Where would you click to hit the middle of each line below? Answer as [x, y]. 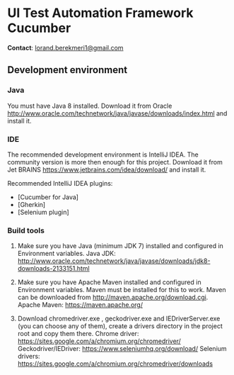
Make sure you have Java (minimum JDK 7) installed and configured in [121, 246]
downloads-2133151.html [53, 269]
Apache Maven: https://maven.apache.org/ [80, 305]
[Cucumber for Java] [48, 197]
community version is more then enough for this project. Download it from [115, 162]
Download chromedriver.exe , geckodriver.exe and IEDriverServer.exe [119, 319]
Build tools [26, 230]
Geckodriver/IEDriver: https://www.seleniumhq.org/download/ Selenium [122, 349]
